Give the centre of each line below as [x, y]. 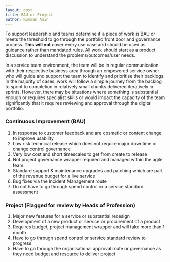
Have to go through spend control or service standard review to [79, 238]
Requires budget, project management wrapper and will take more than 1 [89, 227]
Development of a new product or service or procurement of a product [87, 221]
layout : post [19, 10]
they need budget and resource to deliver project [64, 254]
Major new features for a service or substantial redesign [71, 216]
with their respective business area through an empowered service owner [82, 71]
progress [22, 243]
